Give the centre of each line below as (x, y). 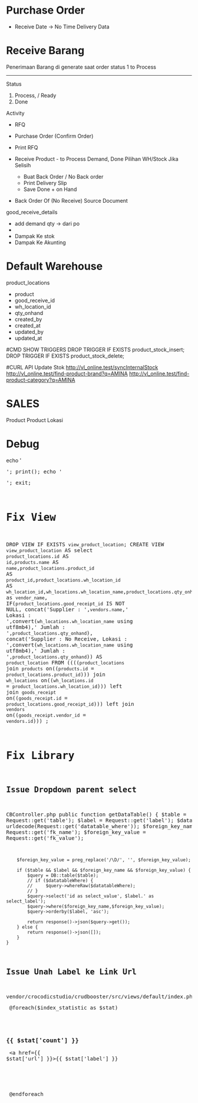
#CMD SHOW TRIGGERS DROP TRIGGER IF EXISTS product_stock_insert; (95, 349)
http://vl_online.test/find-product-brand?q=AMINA (67, 374)
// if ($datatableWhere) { (60, 881)
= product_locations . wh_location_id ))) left (64, 686)
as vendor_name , (27, 597)
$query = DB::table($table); (63, 875)
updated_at (28, 338)
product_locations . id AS (37, 556)
